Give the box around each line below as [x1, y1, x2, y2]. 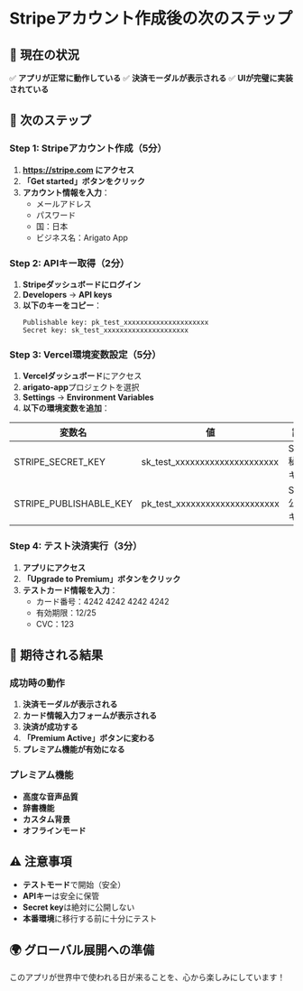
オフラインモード [22, 825, 87, 836]
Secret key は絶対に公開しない [22, 902, 135, 912]
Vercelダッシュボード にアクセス [22, 371, 142, 382]
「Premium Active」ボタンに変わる [22, 733, 155, 744]
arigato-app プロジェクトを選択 [22, 382, 140, 393]
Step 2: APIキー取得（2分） [9, 256, 130, 269]
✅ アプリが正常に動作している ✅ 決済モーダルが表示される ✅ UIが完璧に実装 [9, 73, 294, 83]
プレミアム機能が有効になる [22, 744, 125, 755]
